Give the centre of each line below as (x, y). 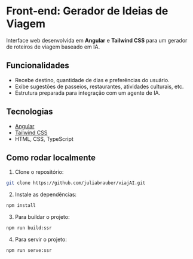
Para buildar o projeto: (42, 217)
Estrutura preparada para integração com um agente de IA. (88, 93)
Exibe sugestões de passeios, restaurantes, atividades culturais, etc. (99, 86)
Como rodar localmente (51, 157)
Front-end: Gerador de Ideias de (87, 11)
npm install (21, 206)
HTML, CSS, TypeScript (44, 138)
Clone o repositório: (39, 172)
